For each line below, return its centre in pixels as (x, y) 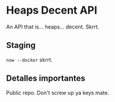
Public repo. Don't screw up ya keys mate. (58, 93)
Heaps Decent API (52, 10)
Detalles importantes (46, 79)
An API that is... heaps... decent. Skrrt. (53, 27)
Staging (21, 45)
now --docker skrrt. (29, 59)
